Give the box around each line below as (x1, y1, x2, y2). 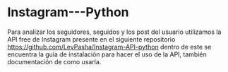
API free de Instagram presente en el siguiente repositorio (7, 35, 176, 43)
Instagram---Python (7, 4, 129, 20)
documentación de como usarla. (7, 57, 102, 66)
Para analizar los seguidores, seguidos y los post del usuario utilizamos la (7, 28, 222, 36)
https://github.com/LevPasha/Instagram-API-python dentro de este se (7, 42, 212, 51)
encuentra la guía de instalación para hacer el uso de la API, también (7, 50, 207, 59)
